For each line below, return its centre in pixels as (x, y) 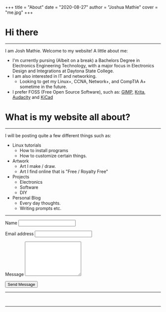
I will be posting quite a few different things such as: (58, 135)
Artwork (21, 161)
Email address (20, 234)
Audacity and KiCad (33, 97)
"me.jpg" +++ (19, 12)
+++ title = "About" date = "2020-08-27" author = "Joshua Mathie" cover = (82, 7)
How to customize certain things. (53, 156)
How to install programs (44, 150)
